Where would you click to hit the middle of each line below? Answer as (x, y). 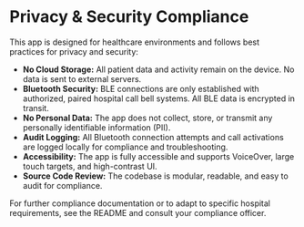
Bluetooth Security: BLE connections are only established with (141, 88)
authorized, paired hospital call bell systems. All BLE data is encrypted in (159, 98)
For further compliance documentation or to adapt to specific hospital (140, 203)
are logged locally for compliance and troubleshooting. (125, 147)
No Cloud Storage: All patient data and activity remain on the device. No (158, 69)
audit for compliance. (62, 185)
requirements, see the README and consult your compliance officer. (138, 212)
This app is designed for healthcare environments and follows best (135, 42)
